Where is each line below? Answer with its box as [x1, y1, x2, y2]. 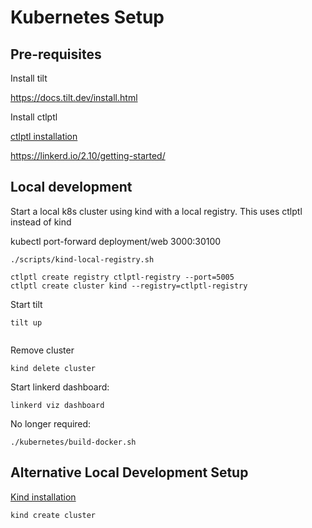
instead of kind [10, 216, 72, 228]
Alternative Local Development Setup [10, 464, 249, 481]
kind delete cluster [10, 363, 97, 373]
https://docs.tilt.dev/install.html [10, 92, 138, 103]
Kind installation [10, 491, 77, 503]
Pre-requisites [10, 46, 102, 63]
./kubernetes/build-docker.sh [10, 437, 137, 447]
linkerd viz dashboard [10, 400, 105, 410]
